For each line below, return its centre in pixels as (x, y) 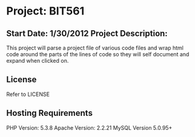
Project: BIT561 (45, 11)
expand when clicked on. (38, 61)
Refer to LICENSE (28, 94)
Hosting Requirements (49, 113)
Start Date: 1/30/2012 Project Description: (87, 33)
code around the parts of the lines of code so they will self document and (98, 54)
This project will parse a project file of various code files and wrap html (95, 48)
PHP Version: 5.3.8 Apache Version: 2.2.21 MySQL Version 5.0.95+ (89, 127)
